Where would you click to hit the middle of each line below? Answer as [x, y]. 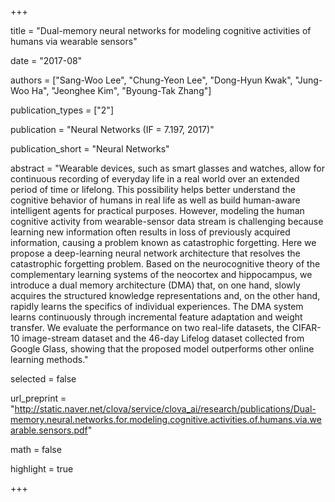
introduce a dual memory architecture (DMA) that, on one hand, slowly [155, 285]
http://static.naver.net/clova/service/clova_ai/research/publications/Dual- [165, 409]
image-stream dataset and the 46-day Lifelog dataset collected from [163, 338]
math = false [36, 449]
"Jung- [308, 80]
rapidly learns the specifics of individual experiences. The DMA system [157, 306]
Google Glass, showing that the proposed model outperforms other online [162, 349]
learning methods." [49, 359]
